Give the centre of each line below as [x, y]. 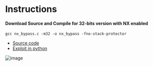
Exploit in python [30, 48]
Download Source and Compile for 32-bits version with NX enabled [77, 23]
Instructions [31, 9]
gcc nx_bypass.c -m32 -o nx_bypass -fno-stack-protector [66, 34]
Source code [26, 43]
